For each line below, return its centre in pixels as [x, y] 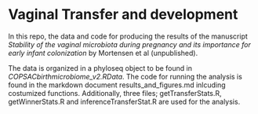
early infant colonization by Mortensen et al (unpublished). [103, 53]
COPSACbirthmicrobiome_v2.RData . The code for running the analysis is [125, 76]
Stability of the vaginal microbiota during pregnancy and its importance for [129, 44]
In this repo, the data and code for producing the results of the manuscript [128, 36]
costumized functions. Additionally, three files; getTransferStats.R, [115, 93]
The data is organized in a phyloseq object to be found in [100, 68]
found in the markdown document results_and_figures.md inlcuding [117, 85]
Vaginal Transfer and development [123, 15]
